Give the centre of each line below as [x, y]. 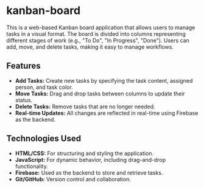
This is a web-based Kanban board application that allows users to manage [101, 27]
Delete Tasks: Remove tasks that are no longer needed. [85, 106]
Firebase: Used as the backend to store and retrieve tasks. [89, 172]
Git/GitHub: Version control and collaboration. [73, 179]
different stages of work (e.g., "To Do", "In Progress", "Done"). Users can [98, 40]
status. [23, 100]
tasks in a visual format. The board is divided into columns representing [96, 33]
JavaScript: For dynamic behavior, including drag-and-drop [90, 159]
